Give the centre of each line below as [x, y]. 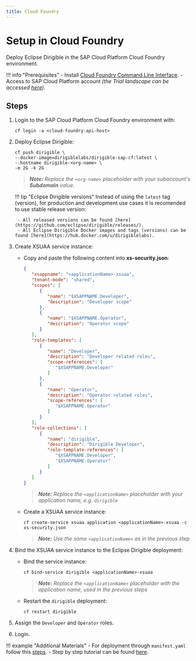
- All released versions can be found [65, 220]
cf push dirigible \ [40, 153]
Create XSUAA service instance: [54, 247]
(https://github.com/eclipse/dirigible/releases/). [79, 225]
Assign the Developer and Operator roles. [64, 623]
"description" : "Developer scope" [90, 302]
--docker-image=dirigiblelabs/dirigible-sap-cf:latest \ [86, 158]
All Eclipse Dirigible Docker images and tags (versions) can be [104, 231]
